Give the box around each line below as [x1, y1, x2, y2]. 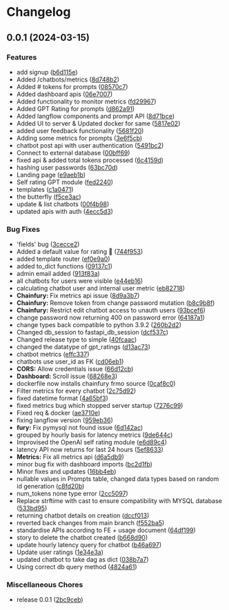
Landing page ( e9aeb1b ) [16, 170, 86, 179]
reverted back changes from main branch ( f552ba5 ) [16, 519, 165, 527]
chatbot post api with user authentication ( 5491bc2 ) [16, 141, 164, 149]
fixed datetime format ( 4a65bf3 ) [16, 394, 108, 402]
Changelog [6, 4, 71, 20]
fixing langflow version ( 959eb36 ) [16, 416, 113, 424]
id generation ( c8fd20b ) [16, 482, 85, 491]
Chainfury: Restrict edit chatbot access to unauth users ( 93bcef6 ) [16, 306, 206, 315]
